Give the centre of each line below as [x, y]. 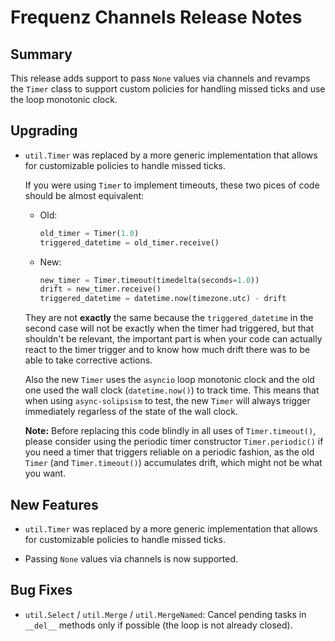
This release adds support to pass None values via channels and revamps [160, 78]
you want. [45, 473]
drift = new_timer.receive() [100, 289]
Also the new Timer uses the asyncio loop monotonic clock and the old [169, 380]
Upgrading [44, 131]
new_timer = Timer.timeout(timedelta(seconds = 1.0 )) [149, 280]
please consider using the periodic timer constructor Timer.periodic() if [174, 442]
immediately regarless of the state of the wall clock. [131, 412]
